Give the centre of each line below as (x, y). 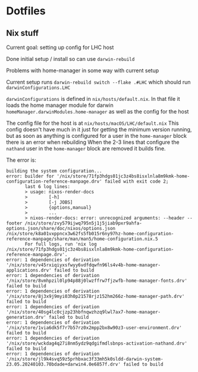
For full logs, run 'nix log (61, 244)
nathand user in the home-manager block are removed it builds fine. (86, 148)
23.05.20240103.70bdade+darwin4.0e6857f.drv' (63, 364)
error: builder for (30, 176)
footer (14, 223)
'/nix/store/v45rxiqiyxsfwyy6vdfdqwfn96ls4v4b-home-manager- (84, 265)
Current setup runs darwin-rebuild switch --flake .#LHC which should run (98, 82)
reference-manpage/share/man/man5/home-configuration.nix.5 (82, 239)
